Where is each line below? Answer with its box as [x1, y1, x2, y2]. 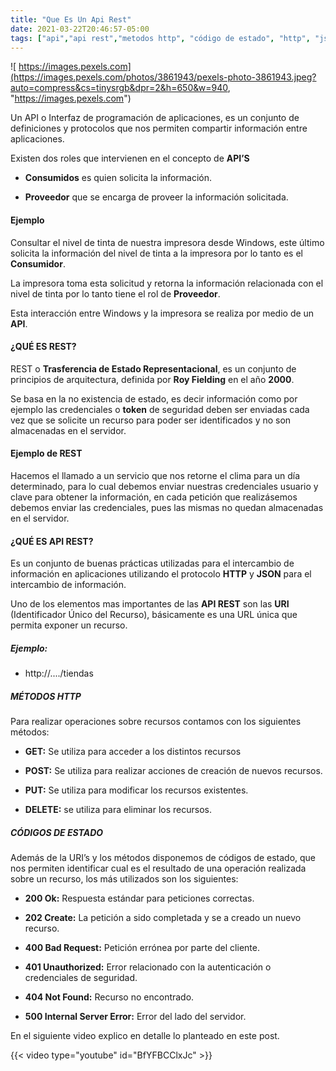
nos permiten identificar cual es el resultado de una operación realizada [10, 862, 307, 875]
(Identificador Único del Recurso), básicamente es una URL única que [10, 609, 298, 621]
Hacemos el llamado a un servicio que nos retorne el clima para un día [10, 469, 301, 481]
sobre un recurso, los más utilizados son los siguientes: [10, 873, 239, 885]
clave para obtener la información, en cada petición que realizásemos [10, 491, 298, 503]
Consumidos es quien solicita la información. [24, 172, 213, 184]
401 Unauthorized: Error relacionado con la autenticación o [24, 961, 272, 973]
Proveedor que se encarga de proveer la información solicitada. [24, 191, 289, 203]
